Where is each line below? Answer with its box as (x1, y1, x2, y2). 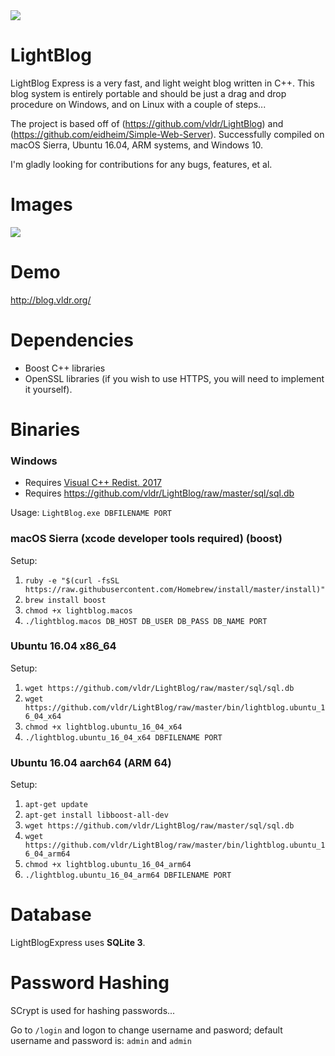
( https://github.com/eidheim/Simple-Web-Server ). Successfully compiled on (10, 128, 325, 140)
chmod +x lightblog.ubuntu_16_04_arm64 (24, 860, 192, 870)
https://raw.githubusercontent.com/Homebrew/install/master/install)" (24, 584, 326, 594)
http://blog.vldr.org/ (10, 294, 92, 306)
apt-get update (24, 800, 89, 810)
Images (10, 194, 73, 216)
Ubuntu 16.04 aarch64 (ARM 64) (10, 755, 172, 769)
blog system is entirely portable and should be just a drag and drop (10, 87, 287, 99)
